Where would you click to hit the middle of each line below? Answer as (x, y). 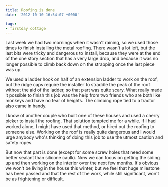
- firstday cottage (26, 28)
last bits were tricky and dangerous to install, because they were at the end (83, 53)
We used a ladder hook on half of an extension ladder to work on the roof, (82, 79)
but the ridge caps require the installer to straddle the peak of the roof (78, 85)
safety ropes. (19, 143)
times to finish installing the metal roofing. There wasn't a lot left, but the (80, 48)
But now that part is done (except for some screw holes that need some (79, 152)
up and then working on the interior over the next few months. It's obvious (82, 163)
